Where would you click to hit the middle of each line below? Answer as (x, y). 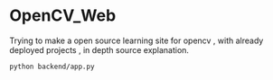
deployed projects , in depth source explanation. (99, 49)
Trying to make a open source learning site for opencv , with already (136, 40)
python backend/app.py (52, 67)
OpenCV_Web (63, 16)
